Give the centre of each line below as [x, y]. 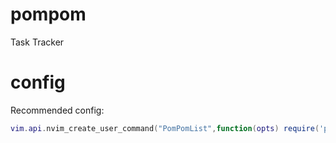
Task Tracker [37, 42]
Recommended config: [57, 110]
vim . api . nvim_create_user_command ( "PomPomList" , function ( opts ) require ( [165, 128]
